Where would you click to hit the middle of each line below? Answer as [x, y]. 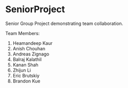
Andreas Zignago [31, 54]
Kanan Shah [25, 65]
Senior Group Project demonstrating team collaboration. [64, 23]
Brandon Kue [26, 81]
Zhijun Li [22, 70]
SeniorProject [35, 9]
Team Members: [23, 33]
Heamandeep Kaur [33, 43]
